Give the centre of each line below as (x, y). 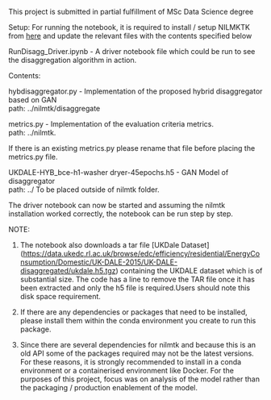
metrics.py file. (33, 157)
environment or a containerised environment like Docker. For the (127, 371)
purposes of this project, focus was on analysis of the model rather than (140, 379)
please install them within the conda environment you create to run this (138, 321)
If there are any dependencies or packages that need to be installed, (133, 312)
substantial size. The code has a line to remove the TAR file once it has (138, 279)
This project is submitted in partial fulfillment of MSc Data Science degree (131, 12)
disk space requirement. (60, 296)
